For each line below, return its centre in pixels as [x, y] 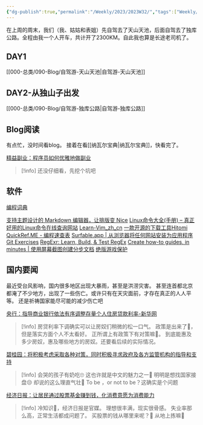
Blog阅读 [23, 129]
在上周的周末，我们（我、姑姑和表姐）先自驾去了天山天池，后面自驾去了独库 [101, 30]
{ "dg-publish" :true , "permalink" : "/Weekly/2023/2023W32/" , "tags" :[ [92, 12]
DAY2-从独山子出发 [43, 93]
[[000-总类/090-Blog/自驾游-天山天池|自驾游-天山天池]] [76, 72]
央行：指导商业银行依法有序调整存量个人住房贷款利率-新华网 [82, 313]
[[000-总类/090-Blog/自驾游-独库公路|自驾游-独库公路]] [76, 109]
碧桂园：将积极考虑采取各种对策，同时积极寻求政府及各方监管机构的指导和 [99, 354]
